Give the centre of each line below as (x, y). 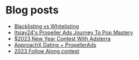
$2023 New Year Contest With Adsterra (62, 38)
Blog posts (32, 10)
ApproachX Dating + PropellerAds (55, 45)
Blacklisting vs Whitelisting (47, 26)
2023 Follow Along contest (47, 51)
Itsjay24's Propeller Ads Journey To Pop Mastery (74, 32)
